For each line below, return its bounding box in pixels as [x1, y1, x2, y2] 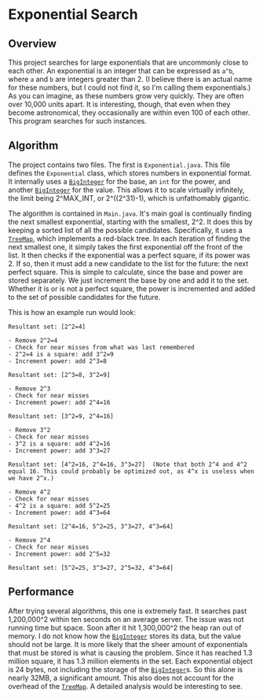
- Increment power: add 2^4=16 [8, 398, 111, 406]
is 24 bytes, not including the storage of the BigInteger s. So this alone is [8, 664, 243, 674]
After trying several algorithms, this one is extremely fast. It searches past [8, 606, 247, 616]
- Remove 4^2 [8, 488, 51, 496]
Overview [8, 37, 57, 50]
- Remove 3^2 [8, 426, 51, 434]
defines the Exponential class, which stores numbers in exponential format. [8, 168, 253, 178]
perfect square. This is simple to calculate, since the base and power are [8, 267, 243, 276]
